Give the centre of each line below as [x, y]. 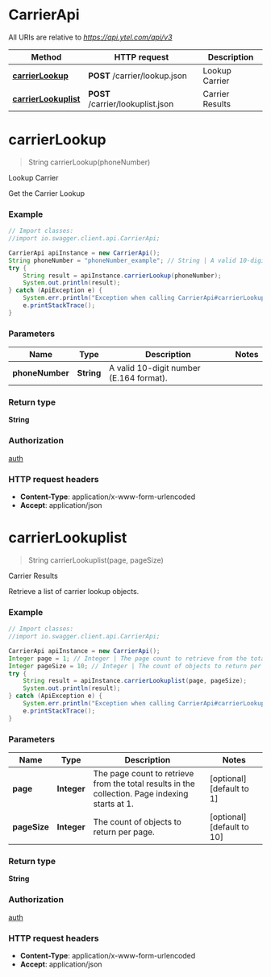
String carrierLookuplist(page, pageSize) [96, 560]
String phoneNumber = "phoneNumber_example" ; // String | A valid [122, 260]
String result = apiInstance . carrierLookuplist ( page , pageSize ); [135, 681]
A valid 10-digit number [154, 368]
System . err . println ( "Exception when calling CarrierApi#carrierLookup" [146, 298]
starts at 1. [114, 804]
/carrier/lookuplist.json [131, 104]
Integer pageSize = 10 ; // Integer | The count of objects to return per [135, 666]
